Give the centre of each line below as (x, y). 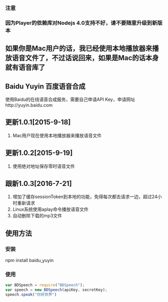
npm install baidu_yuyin (30, 260)
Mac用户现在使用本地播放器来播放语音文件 (57, 135)
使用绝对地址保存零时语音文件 (44, 166)
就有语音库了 (25, 68)
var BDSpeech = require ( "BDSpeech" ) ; (45, 285)
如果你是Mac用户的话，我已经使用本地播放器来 (79, 48)
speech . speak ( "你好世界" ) (31, 295)
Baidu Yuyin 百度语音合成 (46, 86)
